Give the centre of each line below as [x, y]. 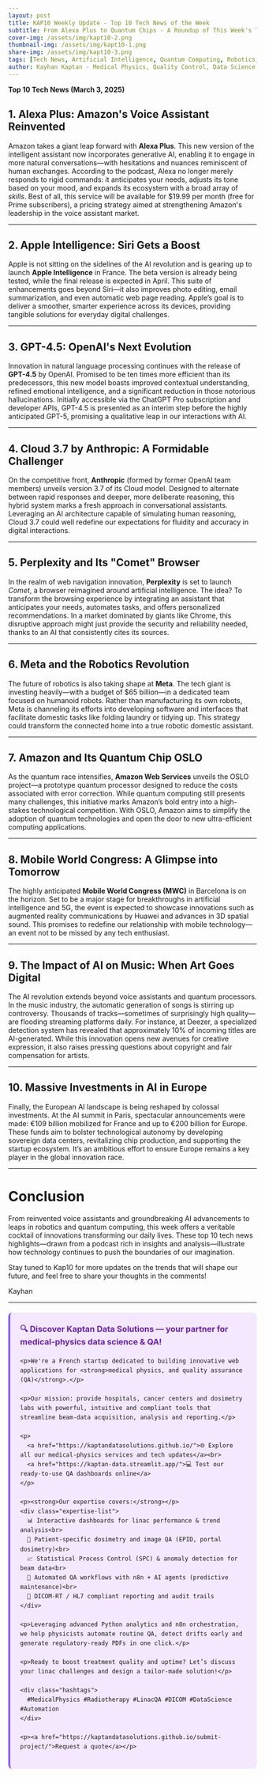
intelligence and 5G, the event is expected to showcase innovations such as [131, 908]
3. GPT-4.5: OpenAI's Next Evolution [100, 347]
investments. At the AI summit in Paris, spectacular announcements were [127, 1115]
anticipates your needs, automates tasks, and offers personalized [114, 607]
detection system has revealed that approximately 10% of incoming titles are [132, 1030]
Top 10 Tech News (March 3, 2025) [66, 89]
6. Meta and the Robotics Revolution [99, 665]
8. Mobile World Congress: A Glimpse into [113, 859]
